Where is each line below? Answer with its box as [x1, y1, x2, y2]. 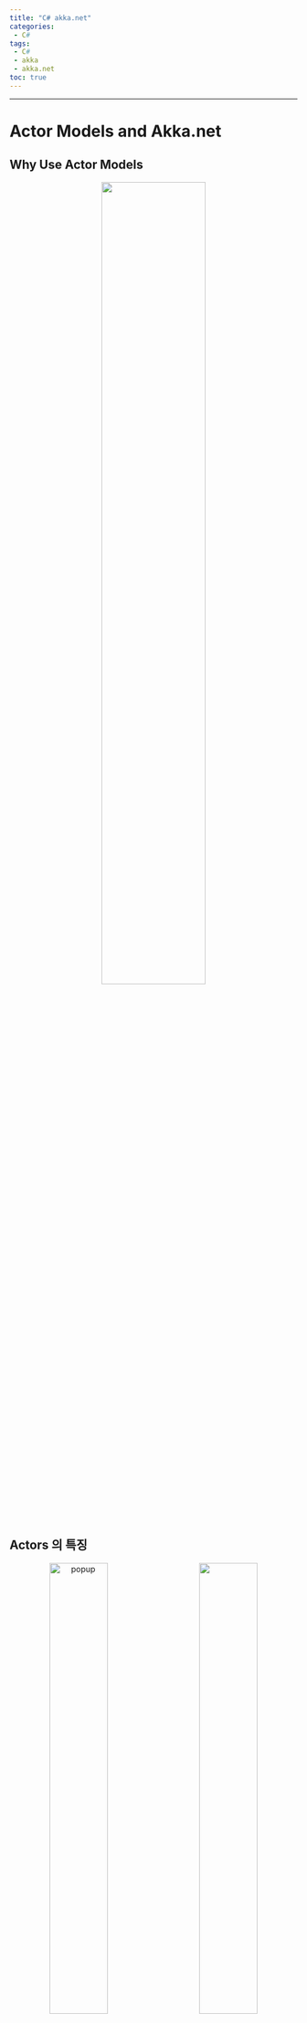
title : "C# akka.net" [9, 13, 92, 23]
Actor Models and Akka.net [9, 121, 222, 142]
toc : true [9, 73, 48, 82]
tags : [9, 38, 30, 48]
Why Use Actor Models [9, 157, 143, 173]
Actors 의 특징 [9, 1538, 89, 1553]
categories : [9, 22, 55, 31]
